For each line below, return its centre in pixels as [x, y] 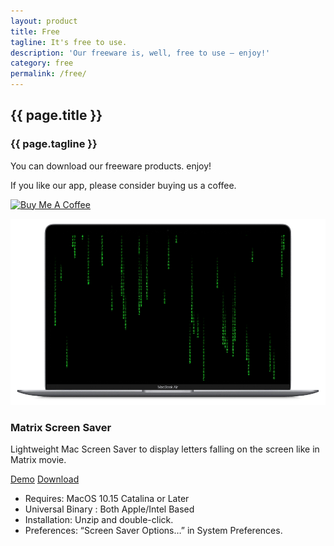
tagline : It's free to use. [69, 42]
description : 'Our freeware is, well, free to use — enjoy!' [140, 53]
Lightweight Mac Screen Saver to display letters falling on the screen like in [165, 449]
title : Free [35, 31]
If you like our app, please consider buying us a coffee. [123, 185]
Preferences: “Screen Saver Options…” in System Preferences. [153, 531]
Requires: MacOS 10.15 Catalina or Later [107, 499]
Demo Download [45, 479]
